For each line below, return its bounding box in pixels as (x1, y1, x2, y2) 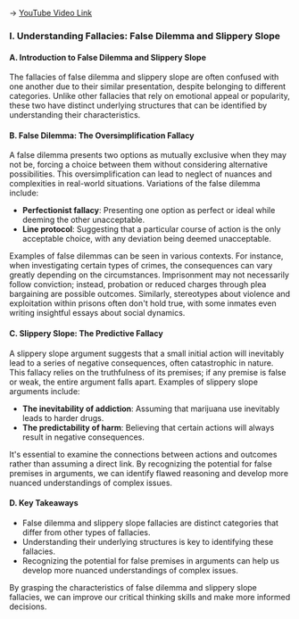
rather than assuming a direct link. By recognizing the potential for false (9, 458, 272, 469)
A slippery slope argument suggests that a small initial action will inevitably (9, 348, 285, 359)
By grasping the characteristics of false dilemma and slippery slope (9, 582, 257, 592)
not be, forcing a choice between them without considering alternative (9, 160, 268, 170)
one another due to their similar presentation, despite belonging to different (9, 81, 287, 92)
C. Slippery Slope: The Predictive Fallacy (9, 327, 163, 338)
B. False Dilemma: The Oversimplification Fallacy (9, 129, 195, 141)
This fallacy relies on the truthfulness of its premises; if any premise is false (9, 367, 287, 377)
